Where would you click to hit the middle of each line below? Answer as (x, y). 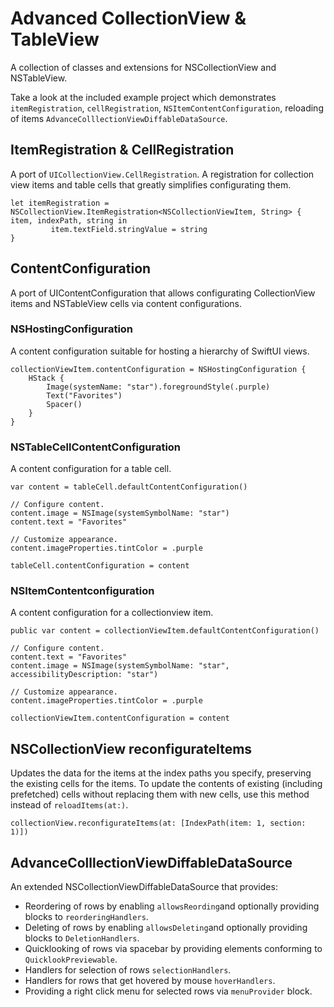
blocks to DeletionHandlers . (82, 938)
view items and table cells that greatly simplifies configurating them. (151, 184)
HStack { (46, 378)
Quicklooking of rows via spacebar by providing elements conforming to (173, 949)
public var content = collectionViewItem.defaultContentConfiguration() (165, 631)
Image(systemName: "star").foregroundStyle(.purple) (158, 387)
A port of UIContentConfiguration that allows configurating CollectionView (163, 293)
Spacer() (64, 404)
